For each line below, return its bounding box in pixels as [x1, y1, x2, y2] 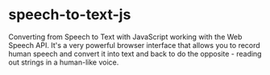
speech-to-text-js [8, 6, 131, 24]
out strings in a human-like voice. [8, 57, 119, 67]
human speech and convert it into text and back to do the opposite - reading [8, 49, 262, 58]
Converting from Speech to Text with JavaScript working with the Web [8, 32, 243, 41]
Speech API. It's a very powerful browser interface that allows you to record [8, 40, 260, 49]
